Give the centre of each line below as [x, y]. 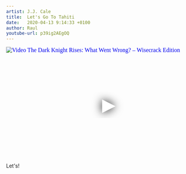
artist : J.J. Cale [28, 11]
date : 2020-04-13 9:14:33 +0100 [48, 22]
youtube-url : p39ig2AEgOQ [38, 34]
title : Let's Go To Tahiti [40, 17]
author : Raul [22, 28]
